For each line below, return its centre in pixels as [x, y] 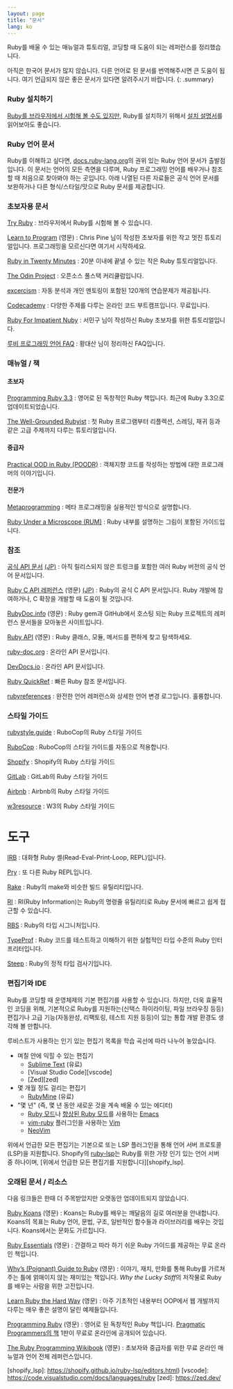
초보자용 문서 [28, 206]
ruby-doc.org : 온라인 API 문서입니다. [58, 652]
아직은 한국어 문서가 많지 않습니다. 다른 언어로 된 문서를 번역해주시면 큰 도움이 [113, 71]
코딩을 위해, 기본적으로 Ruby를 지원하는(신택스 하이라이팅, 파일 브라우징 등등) [119, 1009]
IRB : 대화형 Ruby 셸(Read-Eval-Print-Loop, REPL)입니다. [87, 858]
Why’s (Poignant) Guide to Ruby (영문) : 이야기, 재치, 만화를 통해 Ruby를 [107, 1268]
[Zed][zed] [43, 1079]
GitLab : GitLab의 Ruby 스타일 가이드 [58, 777]
